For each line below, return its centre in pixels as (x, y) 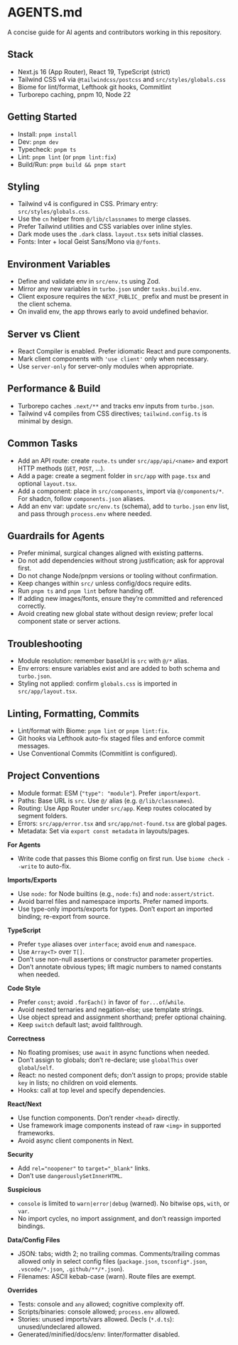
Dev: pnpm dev (38, 141)
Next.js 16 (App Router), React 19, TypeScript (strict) (94, 71)
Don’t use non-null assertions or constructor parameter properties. (115, 959)
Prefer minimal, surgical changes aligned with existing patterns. (110, 553)
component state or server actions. (69, 622)
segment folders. (43, 815)
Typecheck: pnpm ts (47, 149)
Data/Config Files (34, 1240)
